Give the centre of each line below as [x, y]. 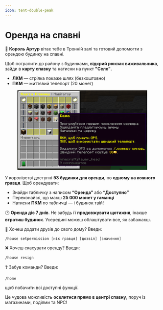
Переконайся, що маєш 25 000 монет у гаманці [63, 197]
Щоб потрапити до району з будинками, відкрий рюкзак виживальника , [82, 63]
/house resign [20, 258]
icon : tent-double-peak [29, 10]
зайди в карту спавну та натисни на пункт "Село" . [58, 69]
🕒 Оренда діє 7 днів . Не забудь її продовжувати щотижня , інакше [76, 213]
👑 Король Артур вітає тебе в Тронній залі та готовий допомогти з [74, 48]
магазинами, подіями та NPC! [36, 302]
